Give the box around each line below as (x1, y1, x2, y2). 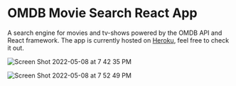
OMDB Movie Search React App (7, 5, 198, 21)
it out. (7, 43, 25, 52)
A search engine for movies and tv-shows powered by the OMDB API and (7, 28, 222, 37)
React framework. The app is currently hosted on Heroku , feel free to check (7, 36, 230, 44)
